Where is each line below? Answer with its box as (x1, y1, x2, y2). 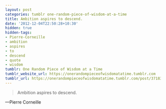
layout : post (5, 7, 32, 12)
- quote (5, 58, 21, 63)
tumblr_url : (5, 76, 30, 81)
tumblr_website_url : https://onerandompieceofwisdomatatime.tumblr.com (5, 72, 156, 76)
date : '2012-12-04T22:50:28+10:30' (5, 21, 79, 26)
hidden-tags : (5, 30, 32, 35)
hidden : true (5, 26, 32, 31)
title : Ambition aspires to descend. (5, 16, 83, 21)
